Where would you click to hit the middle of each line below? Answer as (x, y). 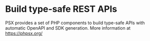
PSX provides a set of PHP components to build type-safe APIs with (75, 23)
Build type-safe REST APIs (61, 9)
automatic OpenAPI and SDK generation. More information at (68, 28)
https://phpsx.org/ (24, 33)
